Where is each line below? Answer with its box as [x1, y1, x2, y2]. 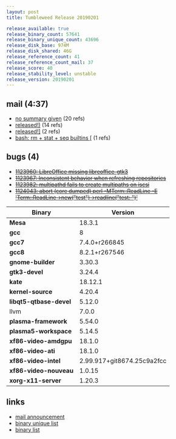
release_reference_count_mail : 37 [6, 59, 94, 66]
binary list [15, 426, 40, 433]
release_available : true [6, 26, 69, 32]
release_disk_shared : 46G [6, 48, 72, 55]
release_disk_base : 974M [6, 43, 69, 49]
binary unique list [15, 420, 59, 427]
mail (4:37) [6, 98, 49, 109]
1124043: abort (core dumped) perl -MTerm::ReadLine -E [15, 187, 158, 194]
